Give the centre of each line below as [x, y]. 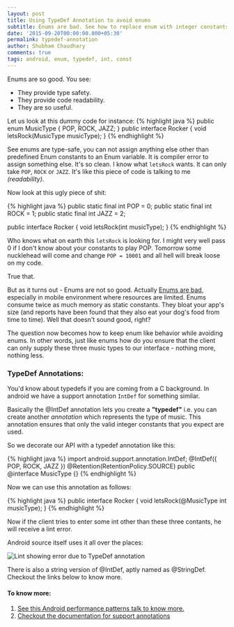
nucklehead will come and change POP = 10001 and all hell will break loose [114, 255]
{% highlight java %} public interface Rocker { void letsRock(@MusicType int [117, 501]
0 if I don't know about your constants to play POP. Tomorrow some [104, 248]
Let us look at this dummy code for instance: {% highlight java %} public [111, 121]
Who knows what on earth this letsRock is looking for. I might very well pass [116, 240]
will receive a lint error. [40, 529]
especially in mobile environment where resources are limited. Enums [107, 297]
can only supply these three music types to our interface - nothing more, [111, 348]
